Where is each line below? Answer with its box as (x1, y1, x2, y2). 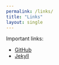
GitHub (14, 46, 32, 53)
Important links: (6, 35, 44, 42)
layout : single (6, 19, 43, 25)
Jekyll (14, 53, 29, 60)
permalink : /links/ (6, 8, 54, 15)
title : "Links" (6, 14, 43, 20)
